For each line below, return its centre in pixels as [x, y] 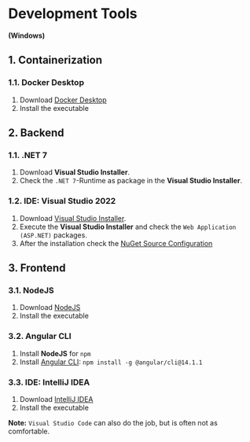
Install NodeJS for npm [55, 353]
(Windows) [27, 35]
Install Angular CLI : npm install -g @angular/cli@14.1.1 [111, 362]
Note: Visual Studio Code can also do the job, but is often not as [113, 422]
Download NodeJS [50, 308]
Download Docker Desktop [63, 100]
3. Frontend [37, 268]
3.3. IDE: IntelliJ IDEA [49, 382]
